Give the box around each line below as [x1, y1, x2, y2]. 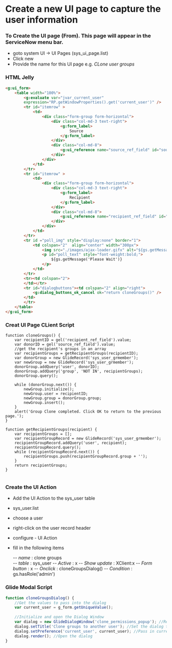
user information [5, 14, 78, 26]
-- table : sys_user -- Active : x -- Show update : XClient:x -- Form [12, 560, 153, 566]
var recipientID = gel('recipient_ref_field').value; [14, 337, 132, 343]
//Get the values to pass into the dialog [14, 600, 106, 606]
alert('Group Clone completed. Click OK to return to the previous [14, 409, 161, 415]
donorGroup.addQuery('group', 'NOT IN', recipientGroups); [14, 369, 143, 374]
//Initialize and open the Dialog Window [14, 615, 104, 620]
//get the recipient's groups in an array [14, 347, 106, 352]
